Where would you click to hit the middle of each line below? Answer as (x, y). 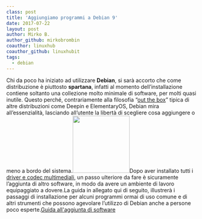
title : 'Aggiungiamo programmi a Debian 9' (62, 18)
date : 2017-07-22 (28, 23)
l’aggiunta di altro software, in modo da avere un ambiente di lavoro (90, 184)
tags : (13, 57)
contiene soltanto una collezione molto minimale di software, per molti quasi (101, 93)
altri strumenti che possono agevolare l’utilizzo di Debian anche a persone (99, 203)
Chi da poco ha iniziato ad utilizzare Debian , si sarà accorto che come (94, 80)
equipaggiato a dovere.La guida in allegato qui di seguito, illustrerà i (91, 190)
